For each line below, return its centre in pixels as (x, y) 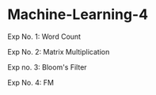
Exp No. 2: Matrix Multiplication (59, 51)
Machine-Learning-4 (78, 15)
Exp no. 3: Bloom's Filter (48, 67)
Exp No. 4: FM (31, 82)
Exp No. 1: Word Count (44, 36)
